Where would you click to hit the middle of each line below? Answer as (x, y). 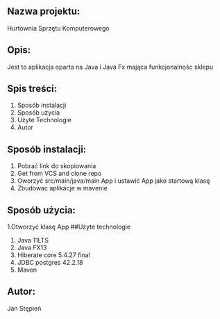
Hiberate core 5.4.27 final (53, 255)
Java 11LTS (33, 240)
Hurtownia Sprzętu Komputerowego (58, 28)
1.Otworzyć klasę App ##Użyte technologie (69, 227)
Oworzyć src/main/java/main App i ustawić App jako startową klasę (113, 181)
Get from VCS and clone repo (59, 174)
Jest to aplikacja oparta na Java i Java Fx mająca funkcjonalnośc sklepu (110, 67)
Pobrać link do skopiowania (57, 166)
